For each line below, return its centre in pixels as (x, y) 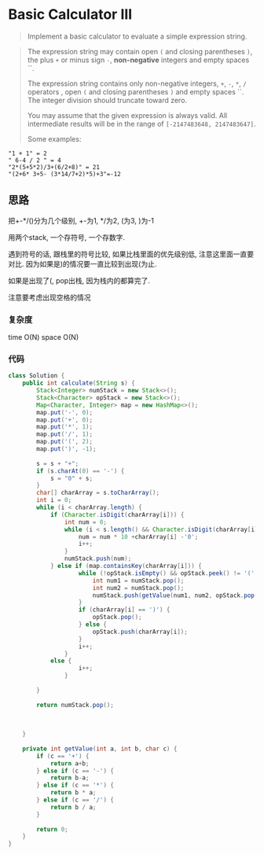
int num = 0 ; (86, 522)
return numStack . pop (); (75, 705)
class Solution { (37, 376)
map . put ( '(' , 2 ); (64, 442)
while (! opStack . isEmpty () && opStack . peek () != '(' (167, 573)
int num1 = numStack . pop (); (138, 580)
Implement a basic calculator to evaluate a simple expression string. (137, 36)
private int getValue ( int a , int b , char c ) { (100, 749)
